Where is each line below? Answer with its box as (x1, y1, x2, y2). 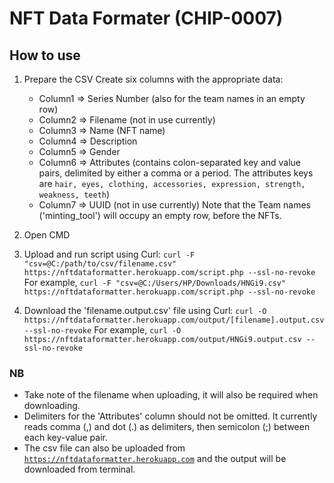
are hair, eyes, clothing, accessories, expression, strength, (38, 178, 306, 189)
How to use (9, 47, 81, 64)
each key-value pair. (23, 432, 109, 444)
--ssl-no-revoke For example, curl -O (23, 324, 182, 336)
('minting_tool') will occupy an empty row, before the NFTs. (38, 210, 282, 221)
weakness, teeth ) (38, 188, 111, 200)
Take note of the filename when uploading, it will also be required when (23, 389, 319, 401)
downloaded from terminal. (23, 463, 136, 476)
